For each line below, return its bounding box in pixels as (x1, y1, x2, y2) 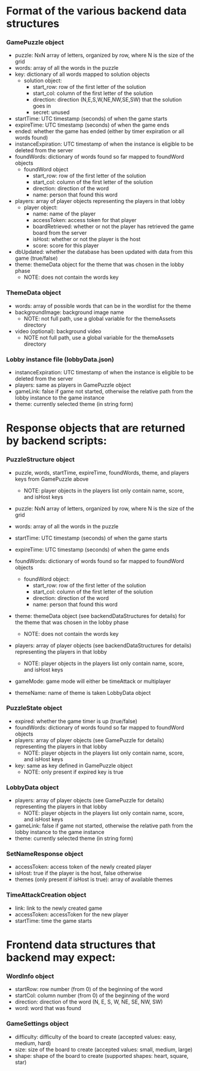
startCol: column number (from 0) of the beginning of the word (14, 992, 170, 999)
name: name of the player (32, 210, 96, 217)
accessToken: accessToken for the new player (14, 910, 129, 918)
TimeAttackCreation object (6, 891, 87, 899)
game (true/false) (14, 255, 58, 262)
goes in (32, 103, 51, 110)
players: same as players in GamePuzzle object (14, 381, 131, 389)
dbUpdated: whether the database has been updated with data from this (14, 248, 193, 256)
